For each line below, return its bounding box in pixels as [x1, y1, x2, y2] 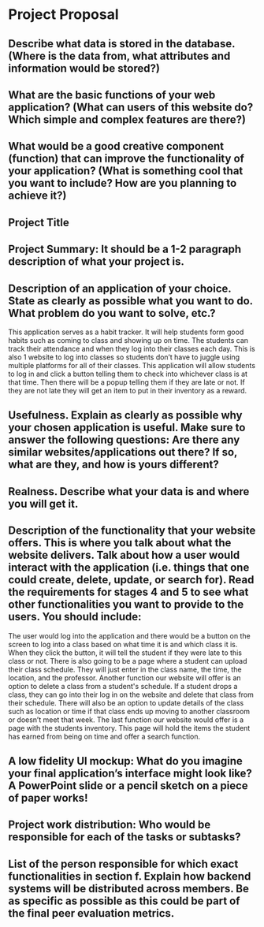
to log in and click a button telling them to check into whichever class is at [8, 369, 248, 378]
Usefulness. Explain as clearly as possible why [8, 408, 243, 423]
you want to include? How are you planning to [8, 177, 237, 190]
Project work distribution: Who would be [8, 818, 211, 832]
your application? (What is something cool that [8, 164, 244, 178]
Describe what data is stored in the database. [8, 37, 236, 50]
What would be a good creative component [8, 140, 225, 153]
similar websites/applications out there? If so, [8, 445, 238, 459]
